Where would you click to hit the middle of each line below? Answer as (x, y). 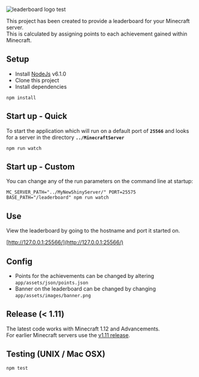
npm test (17, 368)
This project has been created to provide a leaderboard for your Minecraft (98, 21)
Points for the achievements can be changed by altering (84, 276)
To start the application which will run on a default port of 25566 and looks (98, 130)
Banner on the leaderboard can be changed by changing (85, 289)
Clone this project (37, 80)
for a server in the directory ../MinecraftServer (65, 137)
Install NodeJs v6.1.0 (40, 74)
